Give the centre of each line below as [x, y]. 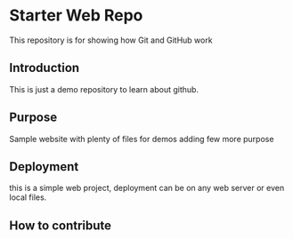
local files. [28, 197]
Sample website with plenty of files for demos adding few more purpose [142, 139]
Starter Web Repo [76, 16]
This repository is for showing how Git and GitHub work [111, 40]
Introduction [45, 68]
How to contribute [61, 225]
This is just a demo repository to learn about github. [104, 89]
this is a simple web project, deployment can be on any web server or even [147, 188]
